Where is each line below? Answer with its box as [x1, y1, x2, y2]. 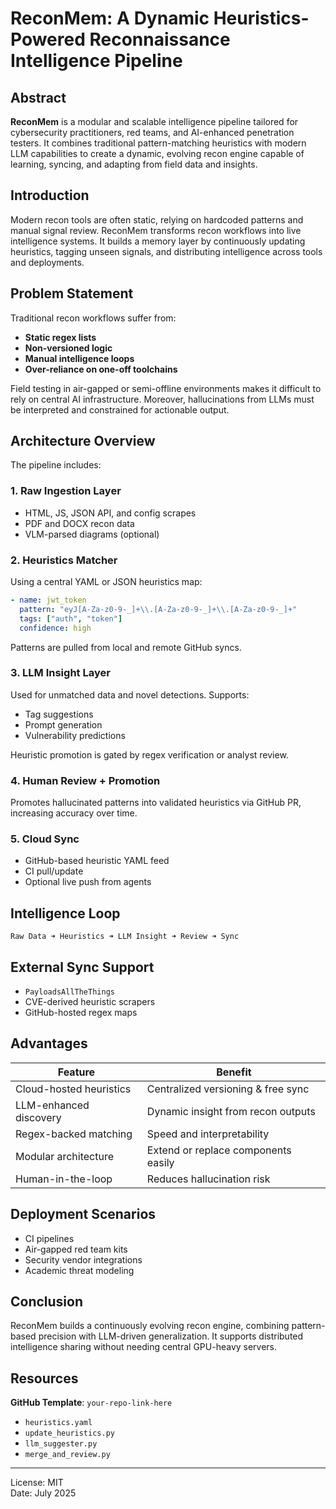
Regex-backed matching [15, 1127, 133, 1141]
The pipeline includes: [10, 459, 102, 471]
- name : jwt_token [10, 595, 87, 606]
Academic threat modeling [24, 1264, 135, 1276]
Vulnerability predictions [24, 729, 126, 741]
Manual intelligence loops [24, 352, 135, 364]
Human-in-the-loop [15, 1172, 113, 1186]
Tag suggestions [24, 708, 94, 720]
